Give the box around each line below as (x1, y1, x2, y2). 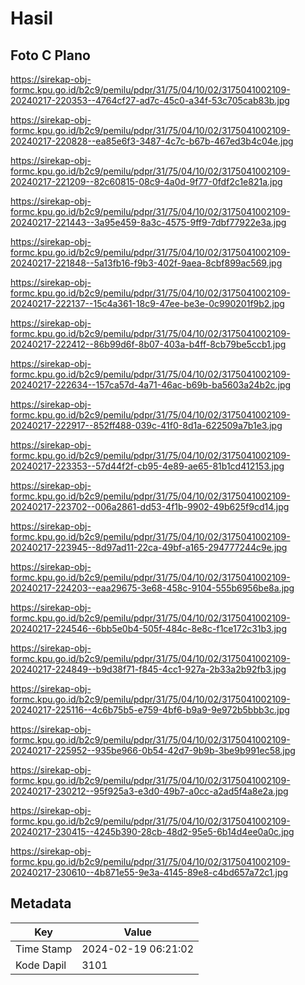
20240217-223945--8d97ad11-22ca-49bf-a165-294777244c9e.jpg (10, 542, 288, 553)
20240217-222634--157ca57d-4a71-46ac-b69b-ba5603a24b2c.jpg (10, 379, 292, 391)
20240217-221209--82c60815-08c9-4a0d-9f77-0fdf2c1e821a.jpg (10, 176, 283, 187)
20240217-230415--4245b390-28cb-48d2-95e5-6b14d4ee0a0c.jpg (10, 826, 295, 837)
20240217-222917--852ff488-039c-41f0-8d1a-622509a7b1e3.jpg (10, 420, 283, 431)
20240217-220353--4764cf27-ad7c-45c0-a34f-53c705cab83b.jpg (10, 95, 290, 106)
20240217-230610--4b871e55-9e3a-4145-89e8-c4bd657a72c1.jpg (10, 867, 289, 878)
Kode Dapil (15, 958, 67, 972)
